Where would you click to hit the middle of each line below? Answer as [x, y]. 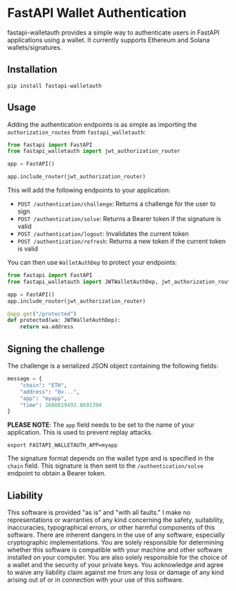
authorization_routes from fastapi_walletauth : [77, 132]
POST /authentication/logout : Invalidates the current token [103, 234]
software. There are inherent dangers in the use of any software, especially [116, 535]
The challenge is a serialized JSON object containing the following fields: [113, 366]
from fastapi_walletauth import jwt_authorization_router [94, 151]
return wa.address [47, 327]
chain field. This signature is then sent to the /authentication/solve [105, 466]
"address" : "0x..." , [50, 392]
